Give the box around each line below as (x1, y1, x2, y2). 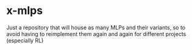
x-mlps (6, 4, 43, 18)
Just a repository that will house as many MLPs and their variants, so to (6, 24, 186, 31)
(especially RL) (6, 37, 44, 44)
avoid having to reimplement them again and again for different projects (6, 30, 187, 37)
